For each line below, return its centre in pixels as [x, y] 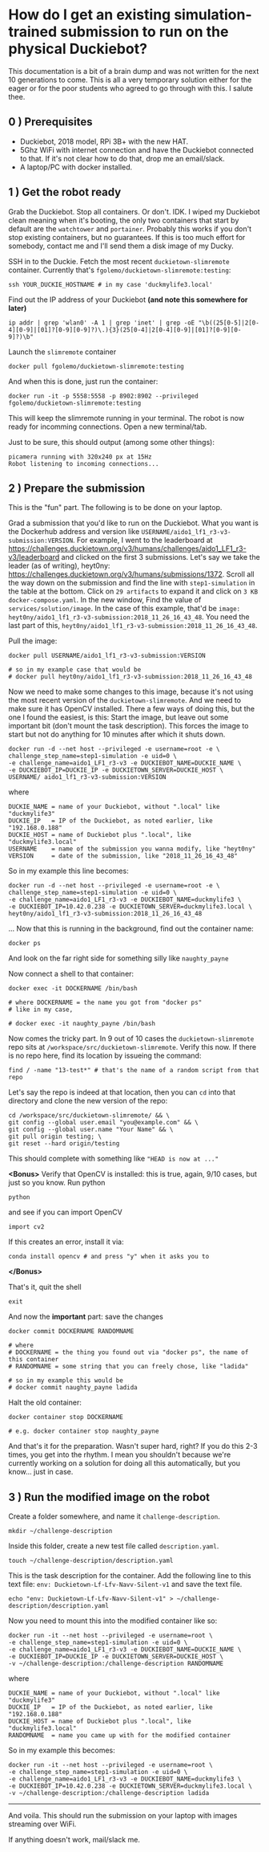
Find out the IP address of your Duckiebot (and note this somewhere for [128, 300]
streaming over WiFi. [42, 1824]
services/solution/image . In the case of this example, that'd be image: [124, 609]
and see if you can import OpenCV [65, 1212]
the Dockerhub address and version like [74, 532]
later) [18, 308]
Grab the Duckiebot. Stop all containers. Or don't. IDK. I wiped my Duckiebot [134, 211]
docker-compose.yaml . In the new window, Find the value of [105, 600]
